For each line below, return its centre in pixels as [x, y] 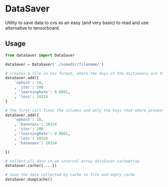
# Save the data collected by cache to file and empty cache [70, 175]
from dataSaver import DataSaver [40, 55]
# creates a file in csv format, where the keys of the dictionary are [81, 73]
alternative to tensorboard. [32, 28]
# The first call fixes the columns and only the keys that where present [85, 110]
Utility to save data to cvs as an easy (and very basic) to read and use [77, 23]
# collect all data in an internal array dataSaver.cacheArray [72, 161]
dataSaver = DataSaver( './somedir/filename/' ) [54, 64]
